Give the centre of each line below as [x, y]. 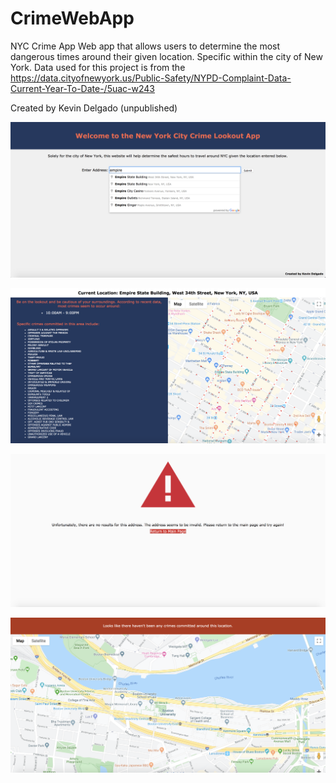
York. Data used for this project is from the [98, 67]
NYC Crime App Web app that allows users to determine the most [145, 46]
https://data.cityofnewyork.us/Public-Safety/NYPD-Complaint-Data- [151, 78]
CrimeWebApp [72, 18]
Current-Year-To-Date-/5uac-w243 [82, 88]
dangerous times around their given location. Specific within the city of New [166, 56]
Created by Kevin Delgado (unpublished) [94, 108]
